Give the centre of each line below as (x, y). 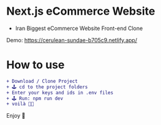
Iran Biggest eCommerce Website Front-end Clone (79, 28)
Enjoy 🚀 (16, 116)
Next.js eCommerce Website (81, 11)
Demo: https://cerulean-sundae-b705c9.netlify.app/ (72, 40)
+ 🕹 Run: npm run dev (35, 98)
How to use (36, 65)
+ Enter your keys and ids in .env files (60, 93)
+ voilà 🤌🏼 (20, 104)
